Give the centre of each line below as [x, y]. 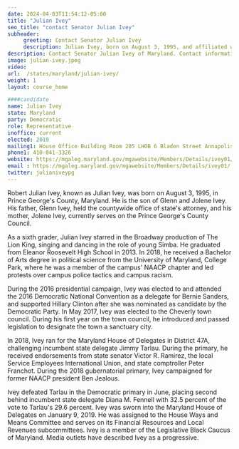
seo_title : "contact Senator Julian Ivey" [71, 27]
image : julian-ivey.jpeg [44, 61]
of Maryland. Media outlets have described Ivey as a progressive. [103, 437]
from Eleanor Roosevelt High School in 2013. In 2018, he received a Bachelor [119, 252]
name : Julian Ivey [34, 107]
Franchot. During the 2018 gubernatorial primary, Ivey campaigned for [110, 371]
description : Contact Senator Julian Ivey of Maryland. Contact [105, 54]
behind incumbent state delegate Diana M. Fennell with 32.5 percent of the [117, 399]
